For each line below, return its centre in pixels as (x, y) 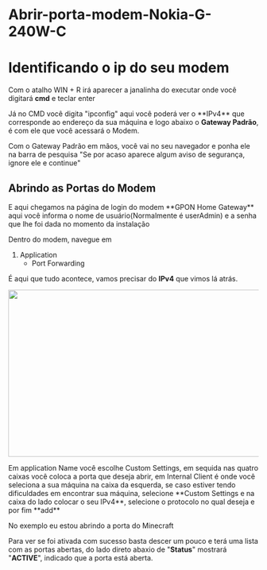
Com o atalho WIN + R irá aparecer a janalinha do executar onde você (122, 90)
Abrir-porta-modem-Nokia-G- (110, 15)
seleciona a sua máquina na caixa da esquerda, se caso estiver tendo (122, 485)
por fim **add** (35, 510)
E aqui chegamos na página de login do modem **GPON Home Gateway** (131, 207)
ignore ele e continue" (44, 163)
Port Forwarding (58, 263)
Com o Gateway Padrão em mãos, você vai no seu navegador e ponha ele (129, 146)
